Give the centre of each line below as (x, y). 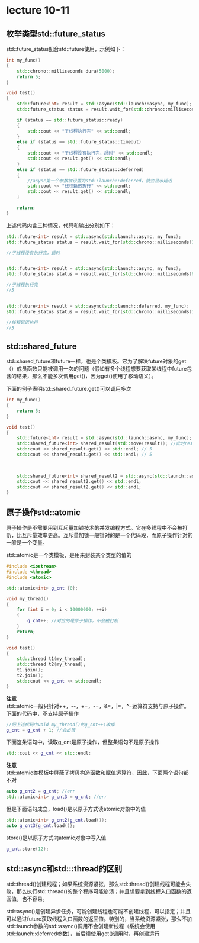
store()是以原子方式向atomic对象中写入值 (56, 838)
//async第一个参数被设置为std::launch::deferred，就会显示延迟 (100, 181)
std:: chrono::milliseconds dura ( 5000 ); (66, 71)
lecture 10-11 (38, 10)
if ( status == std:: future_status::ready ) (70, 120)
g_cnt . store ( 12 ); (28, 849)
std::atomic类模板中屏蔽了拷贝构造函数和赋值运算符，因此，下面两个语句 (95, 773)
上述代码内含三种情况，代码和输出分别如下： (61, 225)
